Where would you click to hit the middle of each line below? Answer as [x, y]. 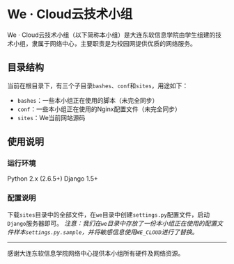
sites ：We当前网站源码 [51, 117]
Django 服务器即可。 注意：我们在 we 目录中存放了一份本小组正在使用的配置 [112, 223]
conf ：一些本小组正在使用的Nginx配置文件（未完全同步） [99, 109]
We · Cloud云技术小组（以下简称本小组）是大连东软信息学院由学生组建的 [111, 35]
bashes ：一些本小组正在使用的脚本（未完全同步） [88, 100]
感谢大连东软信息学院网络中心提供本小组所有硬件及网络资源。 [96, 253]
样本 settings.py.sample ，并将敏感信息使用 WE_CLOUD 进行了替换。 [106, 232]
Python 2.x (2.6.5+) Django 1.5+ [53, 179]
